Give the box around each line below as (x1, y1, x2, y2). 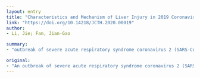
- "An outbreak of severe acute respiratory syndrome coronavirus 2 (6, 63, 180, 69)
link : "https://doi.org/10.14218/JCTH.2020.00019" (6, 19, 135, 25)
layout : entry (6, 8, 42, 15)
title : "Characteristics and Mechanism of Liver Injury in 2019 (6, 14, 169, 20)
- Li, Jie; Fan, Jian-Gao (6, 31, 70, 37)
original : (6, 57, 31, 63)
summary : (6, 41, 28, 47)
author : (6, 25, 26, 31)
